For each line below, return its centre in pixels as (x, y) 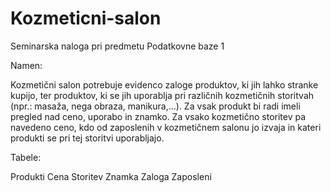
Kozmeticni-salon (86, 18)
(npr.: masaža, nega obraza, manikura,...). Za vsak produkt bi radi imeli (155, 106)
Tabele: (26, 157)
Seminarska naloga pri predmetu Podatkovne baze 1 (117, 46)
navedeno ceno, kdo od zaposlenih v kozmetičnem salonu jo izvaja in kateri (166, 127)
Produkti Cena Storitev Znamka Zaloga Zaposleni (111, 176)
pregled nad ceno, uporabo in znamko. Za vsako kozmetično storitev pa (158, 116)
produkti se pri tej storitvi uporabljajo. (87, 138)
